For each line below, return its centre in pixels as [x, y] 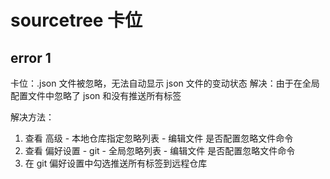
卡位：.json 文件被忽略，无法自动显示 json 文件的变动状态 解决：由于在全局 [165, 83]
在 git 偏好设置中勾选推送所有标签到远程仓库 [116, 163]
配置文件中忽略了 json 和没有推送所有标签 [96, 95]
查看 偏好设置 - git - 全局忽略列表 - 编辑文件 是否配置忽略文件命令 [160, 150]
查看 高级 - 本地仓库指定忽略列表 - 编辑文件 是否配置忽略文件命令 [159, 138]
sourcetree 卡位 [76, 20]
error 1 [31, 57]
